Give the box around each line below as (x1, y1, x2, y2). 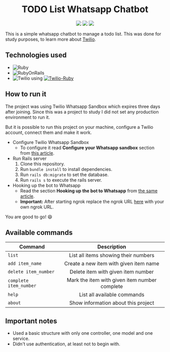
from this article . (20, 150, 55, 156)
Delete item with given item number (69, 268, 154, 275)
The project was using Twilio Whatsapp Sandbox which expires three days (5, 103, 160, 110)
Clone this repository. (20, 161, 65, 167)
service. (12, 336, 30, 342)
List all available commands (79, 291, 145, 298)
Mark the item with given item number (66, 276, 157, 284)
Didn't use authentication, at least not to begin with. (12, 341, 120, 347)
